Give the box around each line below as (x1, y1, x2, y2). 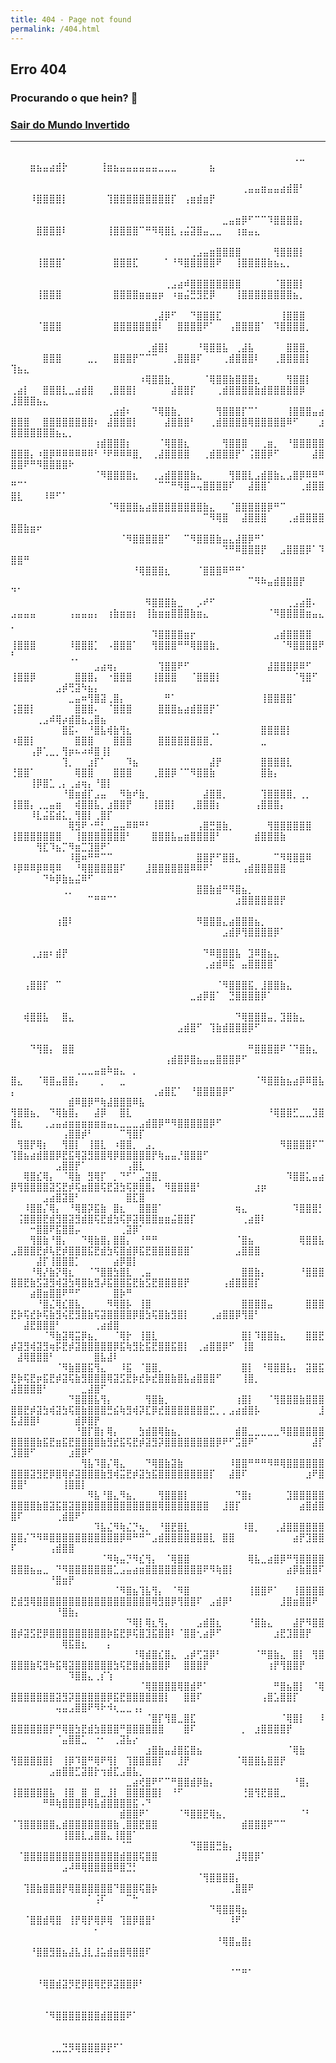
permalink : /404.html (10, 24, 101, 34)
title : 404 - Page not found (10, 14, 132, 25)
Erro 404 (10, 61, 67, 78)
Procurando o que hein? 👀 (10, 91, 138, 105)
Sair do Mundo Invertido (10, 117, 130, 131)
